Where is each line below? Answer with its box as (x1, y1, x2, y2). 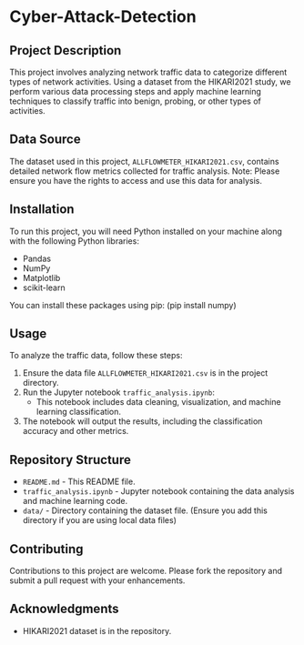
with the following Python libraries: (9, 235, 139, 247)
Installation (9, 202, 75, 217)
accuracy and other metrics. (22, 426, 129, 437)
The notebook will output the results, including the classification (22, 416, 263, 427)
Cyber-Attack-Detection (9, 6, 198, 27)
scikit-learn (22, 282, 66, 293)
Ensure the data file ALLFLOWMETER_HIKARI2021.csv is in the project (22, 368, 269, 378)
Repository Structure (9, 452, 132, 468)
